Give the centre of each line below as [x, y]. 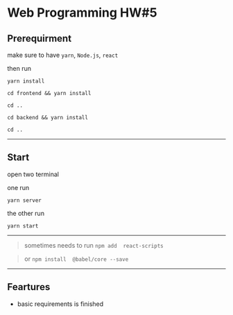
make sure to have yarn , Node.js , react [63, 55]
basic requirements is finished [60, 304]
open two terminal [33, 174]
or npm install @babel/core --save [76, 259]
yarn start [23, 226]
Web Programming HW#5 [82, 13]
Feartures [29, 287]
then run [19, 68]
